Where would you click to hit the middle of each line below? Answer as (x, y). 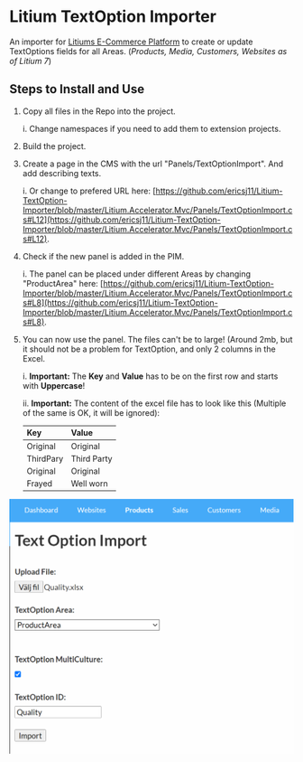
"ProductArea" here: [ (63, 283)
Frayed (39, 484)
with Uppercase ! (54, 385)
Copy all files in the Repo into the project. (99, 111)
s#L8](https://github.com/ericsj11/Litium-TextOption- (120, 302)
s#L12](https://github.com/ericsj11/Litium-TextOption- (121, 220)
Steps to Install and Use (77, 89)
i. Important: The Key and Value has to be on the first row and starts (150, 376)
